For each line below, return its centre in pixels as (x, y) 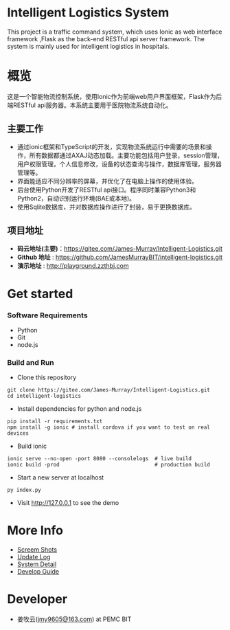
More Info (35, 531)
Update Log (34, 557)
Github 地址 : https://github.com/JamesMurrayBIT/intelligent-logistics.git (120, 257)
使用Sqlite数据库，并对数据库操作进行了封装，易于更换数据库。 (106, 207)
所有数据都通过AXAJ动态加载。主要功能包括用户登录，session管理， (126, 155)
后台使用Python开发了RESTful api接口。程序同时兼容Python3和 (106, 190)
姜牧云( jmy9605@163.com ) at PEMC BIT (74, 619)
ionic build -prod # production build (109, 465)
